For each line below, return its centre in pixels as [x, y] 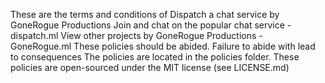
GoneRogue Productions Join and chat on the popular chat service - [151, 25]
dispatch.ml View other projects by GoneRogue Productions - [136, 35]
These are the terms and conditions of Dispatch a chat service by [145, 14]
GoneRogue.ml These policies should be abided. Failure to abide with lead [163, 46]
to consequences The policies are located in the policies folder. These [155, 57]
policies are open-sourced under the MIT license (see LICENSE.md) [150, 67]
